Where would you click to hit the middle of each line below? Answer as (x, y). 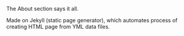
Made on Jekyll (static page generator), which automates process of (92, 20)
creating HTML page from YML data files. (58, 27)
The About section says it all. (43, 9)
